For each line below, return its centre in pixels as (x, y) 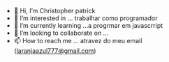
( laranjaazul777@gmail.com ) (55, 51)
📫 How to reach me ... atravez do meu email (78, 41)
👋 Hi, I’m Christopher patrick (54, 11)
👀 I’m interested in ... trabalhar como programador (86, 18)
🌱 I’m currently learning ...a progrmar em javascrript (88, 25)
